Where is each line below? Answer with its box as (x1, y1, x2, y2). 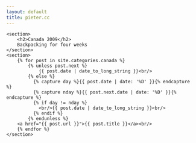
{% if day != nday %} (33, 100, 87, 106)
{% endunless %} (28, 115, 69, 121)
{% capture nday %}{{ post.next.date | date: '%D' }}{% (33, 89, 177, 95)
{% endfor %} (17, 126, 50, 132)
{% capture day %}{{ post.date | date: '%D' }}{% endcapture (33, 78, 190, 84)
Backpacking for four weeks (17, 42, 87, 48)
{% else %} (28, 73, 55, 79)
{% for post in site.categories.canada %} (17, 57, 125, 63)
